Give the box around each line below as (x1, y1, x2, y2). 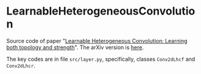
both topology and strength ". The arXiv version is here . (6, 44, 144, 51)
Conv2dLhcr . (6, 62, 35, 69)
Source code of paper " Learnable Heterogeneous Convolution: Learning (6, 37, 188, 44)
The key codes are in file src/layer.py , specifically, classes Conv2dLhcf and (6, 55, 196, 62)
